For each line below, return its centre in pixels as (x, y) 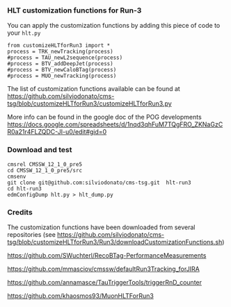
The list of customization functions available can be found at (94, 89)
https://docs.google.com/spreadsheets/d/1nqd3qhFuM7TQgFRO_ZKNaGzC (115, 124)
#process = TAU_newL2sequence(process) (65, 58)
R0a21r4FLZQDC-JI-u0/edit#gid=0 (57, 132)
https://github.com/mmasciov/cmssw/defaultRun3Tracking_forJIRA (103, 269)
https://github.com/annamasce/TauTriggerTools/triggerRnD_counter (105, 282)
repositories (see (31, 234)
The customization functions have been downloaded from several (102, 227)
